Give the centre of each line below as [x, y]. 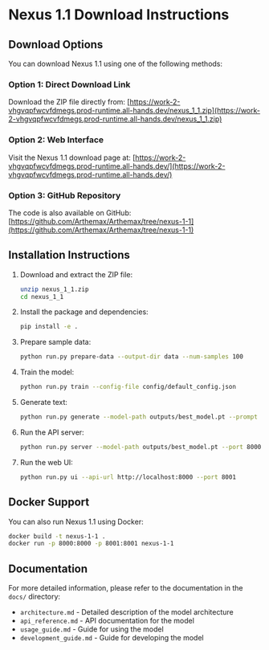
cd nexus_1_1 [42, 296]
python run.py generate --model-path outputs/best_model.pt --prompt [139, 417]
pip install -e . [49, 327]
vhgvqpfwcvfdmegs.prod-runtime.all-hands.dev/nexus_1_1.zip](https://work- [134, 111]
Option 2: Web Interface [56, 140]
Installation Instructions [69, 255]
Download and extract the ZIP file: [76, 274]
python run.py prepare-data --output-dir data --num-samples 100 [131, 357]
